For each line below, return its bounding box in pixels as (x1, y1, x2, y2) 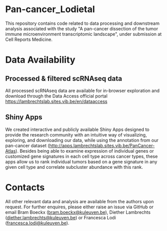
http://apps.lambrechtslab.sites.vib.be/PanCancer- (49, 143, 155, 149)
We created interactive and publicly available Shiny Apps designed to (5, 126, 150, 132)
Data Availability (5, 54, 76, 66)
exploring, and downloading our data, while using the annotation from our (5, 137, 158, 143)
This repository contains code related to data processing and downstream (5, 20, 160, 26)
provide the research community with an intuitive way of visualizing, (5, 131, 147, 137)
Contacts (5, 181, 45, 193)
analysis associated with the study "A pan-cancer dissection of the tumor (5, 25, 158, 31)
